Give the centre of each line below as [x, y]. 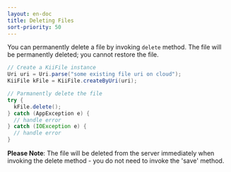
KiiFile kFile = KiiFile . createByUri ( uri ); [72, 81]
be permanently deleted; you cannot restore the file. [83, 55]
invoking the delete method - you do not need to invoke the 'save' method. [116, 161]
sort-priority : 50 [34, 27]
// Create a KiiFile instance [52, 68]
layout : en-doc [30, 14]
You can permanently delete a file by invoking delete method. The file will [114, 47]
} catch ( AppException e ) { [49, 113]
